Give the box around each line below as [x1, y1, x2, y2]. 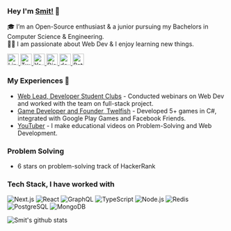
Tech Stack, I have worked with [7, 179, 115, 189]
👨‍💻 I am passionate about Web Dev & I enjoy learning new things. [7, 40, 195, 48]
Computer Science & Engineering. [7, 33, 104, 41]
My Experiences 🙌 [7, 76, 70, 86]
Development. [17, 129, 58, 137]
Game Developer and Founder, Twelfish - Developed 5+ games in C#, [17, 106, 217, 115]
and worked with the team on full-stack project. [17, 99, 154, 107]
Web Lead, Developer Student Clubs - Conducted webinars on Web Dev [17, 92, 225, 100]
